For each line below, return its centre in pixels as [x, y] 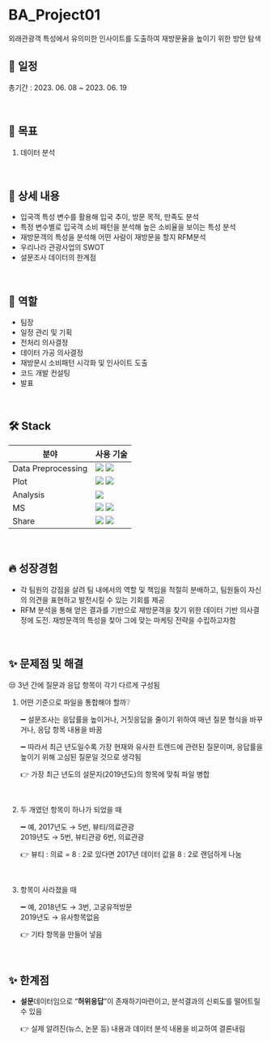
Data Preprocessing [50, 468]
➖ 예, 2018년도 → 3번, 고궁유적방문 [76, 906]
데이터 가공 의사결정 [51, 353]
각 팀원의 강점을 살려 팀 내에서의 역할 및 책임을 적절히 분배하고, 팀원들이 [133, 589]
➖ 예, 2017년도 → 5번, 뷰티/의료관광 [77, 827]
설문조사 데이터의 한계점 [58, 258]
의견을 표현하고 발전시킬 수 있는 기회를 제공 [97, 600]
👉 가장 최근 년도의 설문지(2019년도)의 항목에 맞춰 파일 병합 [115, 774]
